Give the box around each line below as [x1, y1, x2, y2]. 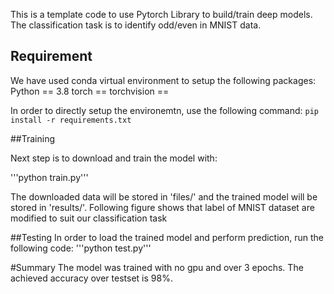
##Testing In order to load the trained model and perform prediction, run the [10, 231, 324, 243]
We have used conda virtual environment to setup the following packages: [10, 74, 317, 86]
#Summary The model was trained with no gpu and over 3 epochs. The [10, 261, 304, 273]
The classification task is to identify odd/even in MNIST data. [10, 19, 262, 31]
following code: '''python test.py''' [10, 242, 152, 254]
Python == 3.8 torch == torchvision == [10, 85, 170, 97]
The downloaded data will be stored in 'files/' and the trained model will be [10, 190, 318, 203]
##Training [10, 132, 56, 144]
